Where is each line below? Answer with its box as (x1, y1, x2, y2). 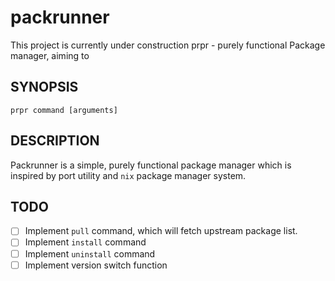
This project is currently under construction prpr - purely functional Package (10, 39, 326, 51)
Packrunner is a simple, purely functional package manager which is (10, 159, 292, 171)
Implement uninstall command (24, 247, 156, 260)
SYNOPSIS (10, 79, 79, 96)
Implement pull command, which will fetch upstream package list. (24, 225, 298, 237)
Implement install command (24, 236, 147, 248)
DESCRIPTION (10, 132, 100, 150)
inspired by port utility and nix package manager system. (10, 169, 247, 181)
